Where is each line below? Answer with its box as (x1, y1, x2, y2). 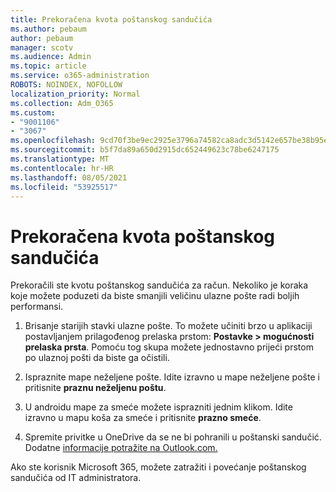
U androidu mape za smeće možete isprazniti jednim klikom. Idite (24, 401, 293, 413)
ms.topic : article (10, 61, 87, 71)
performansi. (10, 301, 64, 313)
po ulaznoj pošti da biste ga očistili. (24, 352, 170, 364)
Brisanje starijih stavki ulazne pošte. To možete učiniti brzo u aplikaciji (24, 320, 313, 332)
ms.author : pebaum (10, 24, 87, 34)
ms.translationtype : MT (10, 154, 110, 164)
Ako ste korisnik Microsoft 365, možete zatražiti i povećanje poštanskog (10, 461, 307, 473)
